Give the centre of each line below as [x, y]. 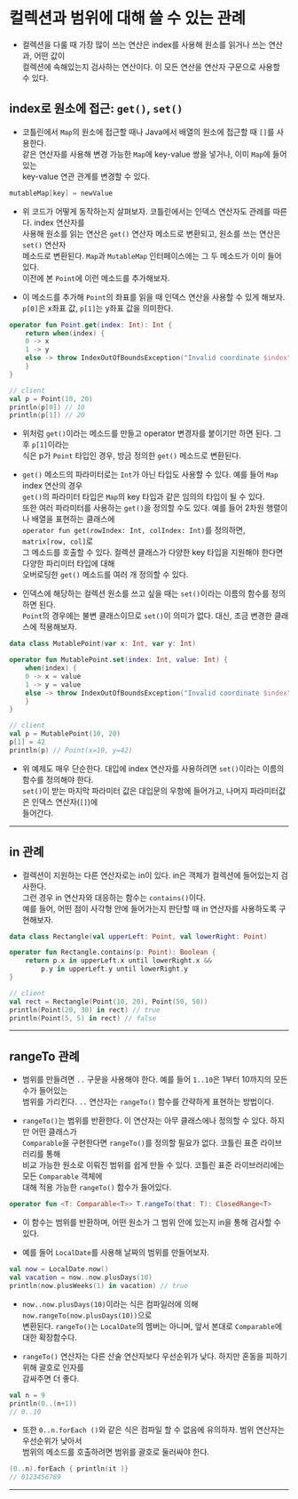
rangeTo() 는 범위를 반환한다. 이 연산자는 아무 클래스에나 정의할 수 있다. [145, 1121]
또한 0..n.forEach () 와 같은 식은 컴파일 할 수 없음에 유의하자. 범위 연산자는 [153, 1430]
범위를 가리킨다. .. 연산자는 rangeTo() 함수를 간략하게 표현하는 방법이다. [148, 1102]
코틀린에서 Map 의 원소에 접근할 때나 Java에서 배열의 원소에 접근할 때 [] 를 [148, 132]
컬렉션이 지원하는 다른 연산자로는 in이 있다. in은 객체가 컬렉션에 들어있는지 [150, 875]
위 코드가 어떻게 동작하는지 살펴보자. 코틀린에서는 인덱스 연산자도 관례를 [146, 211]
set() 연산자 [44, 245]
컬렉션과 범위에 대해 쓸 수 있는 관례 [128, 18]
